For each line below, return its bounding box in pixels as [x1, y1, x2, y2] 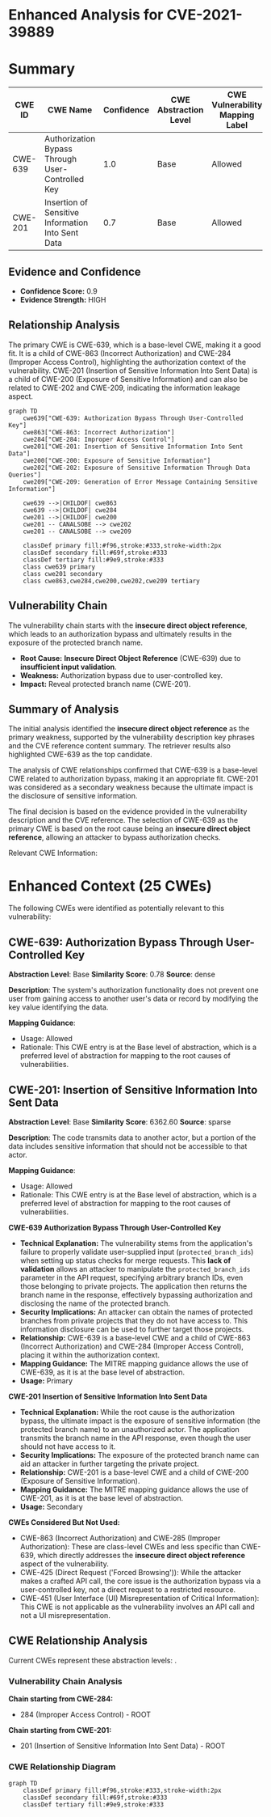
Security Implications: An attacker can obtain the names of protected [19, 1307, 253, 1316]
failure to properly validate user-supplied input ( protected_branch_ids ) [19, 1247, 254, 1256]
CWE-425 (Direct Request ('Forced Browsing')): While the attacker [19, 1567, 242, 1577]
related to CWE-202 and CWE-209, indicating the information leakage [8, 383, 240, 392]
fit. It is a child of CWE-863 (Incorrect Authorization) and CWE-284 [8, 348, 231, 358]
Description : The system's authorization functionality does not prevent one [8, 985, 260, 995]
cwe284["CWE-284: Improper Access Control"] [23, 435, 175, 443]
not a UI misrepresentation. [19, 1610, 110, 1620]
